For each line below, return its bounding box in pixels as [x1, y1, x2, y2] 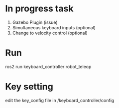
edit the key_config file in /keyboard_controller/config [5, 97, 115, 103]
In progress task [5, 3, 74, 14]
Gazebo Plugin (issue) [12, 19, 58, 25]
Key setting [5, 81, 53, 92]
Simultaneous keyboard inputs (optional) [12, 24, 96, 30]
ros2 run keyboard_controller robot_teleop [5, 63, 92, 69]
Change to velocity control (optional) [12, 30, 88, 36]
